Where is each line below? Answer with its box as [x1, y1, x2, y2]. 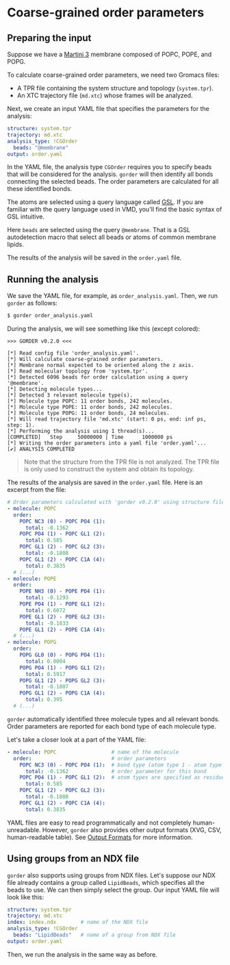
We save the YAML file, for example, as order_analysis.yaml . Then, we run [7, 292, 218, 300]
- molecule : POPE [7, 575, 57, 582]
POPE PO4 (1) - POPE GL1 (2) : [19, 601, 106, 607]
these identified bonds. [7, 185, 73, 193]
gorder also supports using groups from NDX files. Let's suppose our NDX [7, 871, 216, 879]
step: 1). [7, 422, 36, 429]
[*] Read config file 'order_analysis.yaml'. [7, 350, 139, 357]
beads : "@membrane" [13, 144, 69, 151]
